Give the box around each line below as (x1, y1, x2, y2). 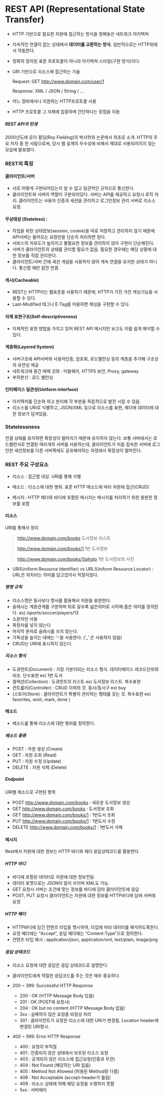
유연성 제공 (17, 362, 39, 368)
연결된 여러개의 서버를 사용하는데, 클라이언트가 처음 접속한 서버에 (26, 441, 151, 447)
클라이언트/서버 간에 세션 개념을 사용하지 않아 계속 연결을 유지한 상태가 (12, 259, 148, 265)
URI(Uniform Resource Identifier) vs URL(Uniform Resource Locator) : (12, 566, 154, 572)
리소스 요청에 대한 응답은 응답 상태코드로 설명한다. (12, 962, 108, 968)
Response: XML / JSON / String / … (12, 88, 84, 94)
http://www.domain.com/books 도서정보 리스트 (17, 535, 111, 541)
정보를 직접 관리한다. (17, 253, 58, 259)
